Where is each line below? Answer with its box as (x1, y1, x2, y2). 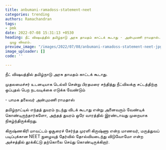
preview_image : (5, 44, 37, 49)
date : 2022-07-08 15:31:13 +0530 (5, 30, 74, 35)
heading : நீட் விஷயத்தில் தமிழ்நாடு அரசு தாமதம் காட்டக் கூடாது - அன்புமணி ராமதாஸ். (5, 35, 162, 40)
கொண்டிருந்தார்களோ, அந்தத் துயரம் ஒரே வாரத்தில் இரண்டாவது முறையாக (5, 112, 148, 118)
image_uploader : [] (5, 49, 45, 54)
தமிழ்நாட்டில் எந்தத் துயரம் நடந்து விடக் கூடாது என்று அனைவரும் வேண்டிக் (5, 107, 145, 113)
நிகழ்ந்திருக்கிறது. (5, 118, 38, 124)
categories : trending (5, 12, 50, 17)
